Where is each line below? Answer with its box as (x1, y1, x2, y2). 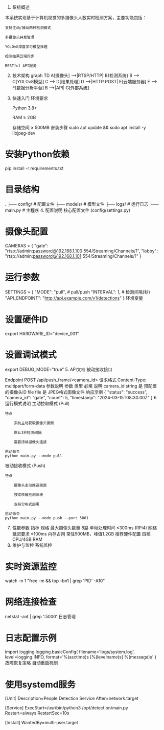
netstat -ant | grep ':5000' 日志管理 (5, 613, 76, 619)
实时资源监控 (5, 561, 57, 572)
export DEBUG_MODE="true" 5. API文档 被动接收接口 (5, 366, 113, 372)
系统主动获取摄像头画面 (14, 420, 54, 425)
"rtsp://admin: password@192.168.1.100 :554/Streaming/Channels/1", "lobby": (5, 248, 158, 254)
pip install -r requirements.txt (5, 165, 64, 171)
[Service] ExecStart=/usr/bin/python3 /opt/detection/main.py (5, 705, 128, 711)
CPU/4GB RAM (12, 536, 43, 542)
